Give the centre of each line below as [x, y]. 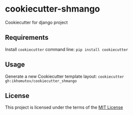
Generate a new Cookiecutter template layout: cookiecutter [65, 76]
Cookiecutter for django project [36, 22]
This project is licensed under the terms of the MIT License [64, 107]
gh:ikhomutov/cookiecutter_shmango [41, 81]
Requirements [27, 38]
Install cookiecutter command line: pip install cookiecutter [67, 49]
